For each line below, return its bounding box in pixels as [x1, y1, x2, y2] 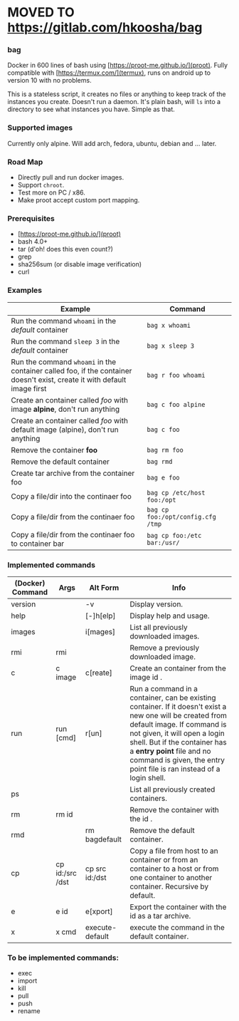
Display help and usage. [129, 611, 210, 621]
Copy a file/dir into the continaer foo [11, 491, 132, 501]
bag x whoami [147, 321, 191, 329]
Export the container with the [129, 902, 227, 912]
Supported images [7, 123, 73, 133]
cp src [85, 864, 107, 874]
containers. [129, 793, 168, 803]
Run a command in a [129, 683, 198, 693]
